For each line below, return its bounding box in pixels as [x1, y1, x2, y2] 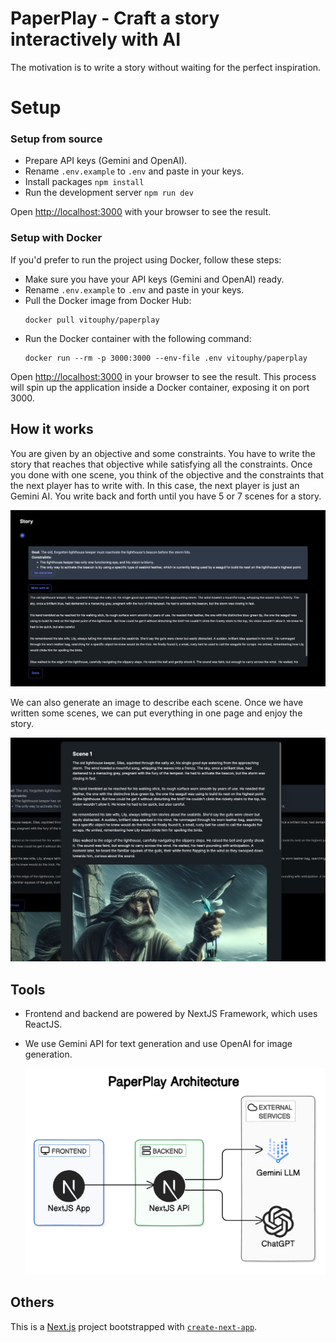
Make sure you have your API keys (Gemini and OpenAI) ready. [24, 273, 285, 285]
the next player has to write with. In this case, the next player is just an [10, 479, 300, 491]
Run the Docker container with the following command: [24, 332, 252, 344]
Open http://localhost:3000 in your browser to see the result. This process [10, 370, 317, 382]
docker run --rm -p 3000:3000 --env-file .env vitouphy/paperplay [24, 353, 308, 363]
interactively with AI [10, 28, 182, 51]
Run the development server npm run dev [24, 187, 194, 199]
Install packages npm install [24, 176, 145, 188]
